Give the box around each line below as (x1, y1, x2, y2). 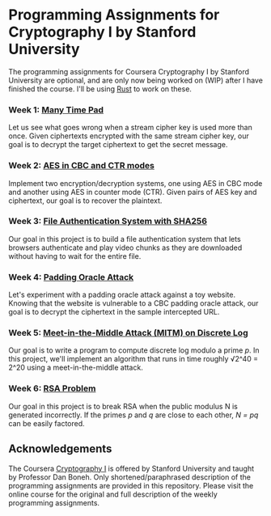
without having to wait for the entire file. (8, 251, 142, 260)
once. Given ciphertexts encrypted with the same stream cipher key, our (8, 131, 249, 141)
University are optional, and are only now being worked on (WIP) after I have (8, 75, 263, 85)
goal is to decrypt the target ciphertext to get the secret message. (8, 140, 228, 150)
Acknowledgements (8, 442, 112, 456)
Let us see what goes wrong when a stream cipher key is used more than (8, 123, 252, 133)
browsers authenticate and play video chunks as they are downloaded (8, 243, 243, 252)
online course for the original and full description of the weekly (8, 489, 218, 499)
